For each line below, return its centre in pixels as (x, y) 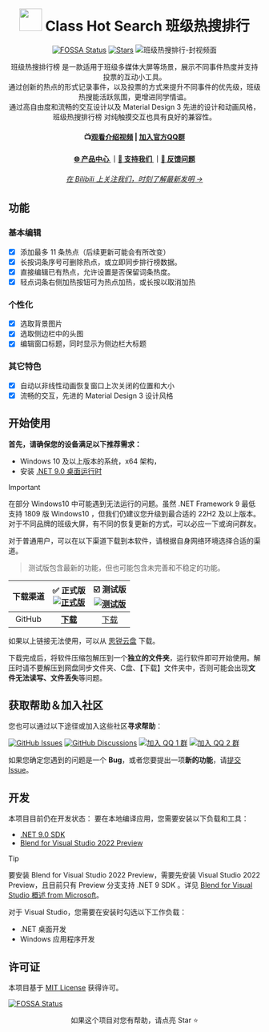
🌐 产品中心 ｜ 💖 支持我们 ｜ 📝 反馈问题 (134, 159)
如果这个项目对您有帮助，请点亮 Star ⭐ (134, 1020)
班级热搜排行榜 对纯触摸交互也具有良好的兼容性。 (134, 117)
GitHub (28, 619)
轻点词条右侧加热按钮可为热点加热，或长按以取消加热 (108, 282)
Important (24, 487)
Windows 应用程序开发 (57, 939)
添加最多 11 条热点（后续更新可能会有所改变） (95, 251)
